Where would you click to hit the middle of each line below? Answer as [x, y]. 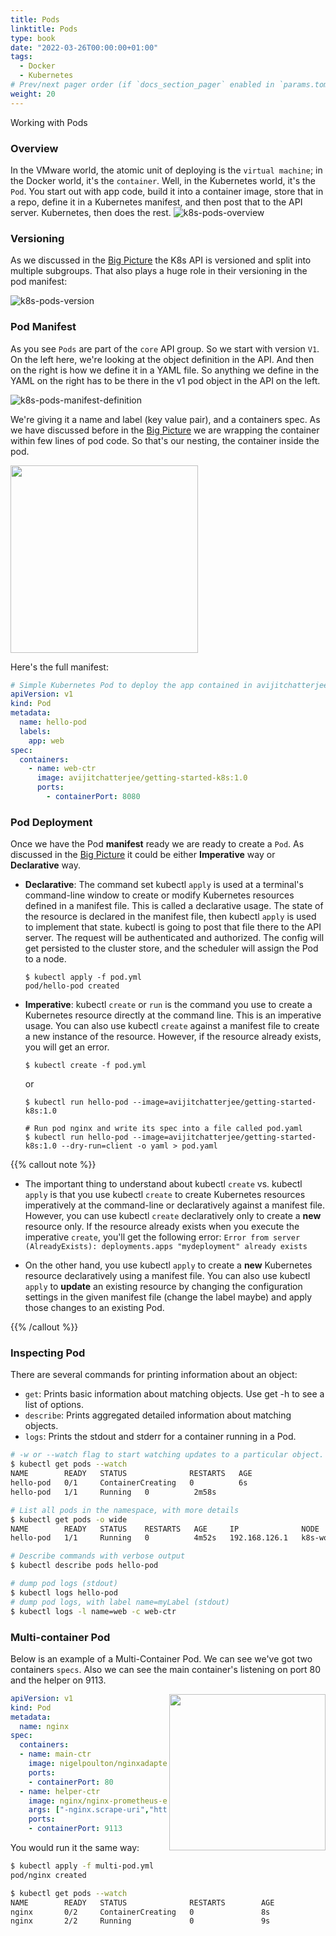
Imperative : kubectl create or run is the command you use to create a [168, 1005]
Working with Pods [49, 122]
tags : [21, 57]
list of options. [54, 1405]
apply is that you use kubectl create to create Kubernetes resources [165, 1195]
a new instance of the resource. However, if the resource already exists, [173, 1037]
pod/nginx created [48, 1875]
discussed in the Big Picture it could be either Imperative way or [143, 855]
